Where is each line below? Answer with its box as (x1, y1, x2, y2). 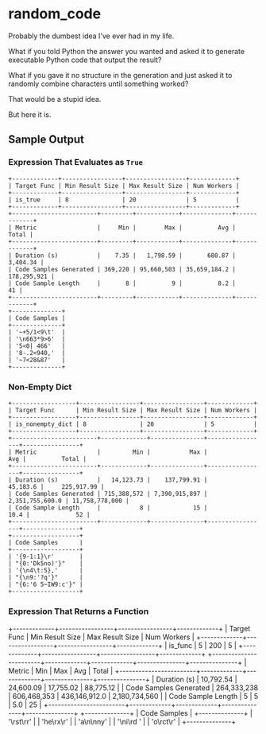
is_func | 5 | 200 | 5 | (168, 641, 237, 650)
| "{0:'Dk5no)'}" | (8, 559, 83, 568)
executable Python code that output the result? (8, 55, 162, 64)
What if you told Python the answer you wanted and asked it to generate (8, 46, 245, 56)
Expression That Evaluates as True (8, 157, 143, 168)
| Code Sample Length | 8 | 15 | (8, 503, 208, 512)
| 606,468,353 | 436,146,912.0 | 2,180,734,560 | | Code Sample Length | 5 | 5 (8, 692, 259, 701)
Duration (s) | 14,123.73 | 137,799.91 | (15, 475, 208, 484)
